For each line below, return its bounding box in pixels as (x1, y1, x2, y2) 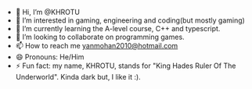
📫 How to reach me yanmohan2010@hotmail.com (15, 41, 178, 50)
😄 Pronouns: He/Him (15, 52, 85, 62)
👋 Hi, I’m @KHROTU (15, 8, 81, 16)
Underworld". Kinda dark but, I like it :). (15, 73, 141, 81)
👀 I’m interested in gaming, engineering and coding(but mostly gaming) (15, 16, 245, 25)
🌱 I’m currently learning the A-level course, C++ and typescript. (15, 24, 221, 33)
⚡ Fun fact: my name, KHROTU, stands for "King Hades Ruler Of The (15, 61, 236, 70)
